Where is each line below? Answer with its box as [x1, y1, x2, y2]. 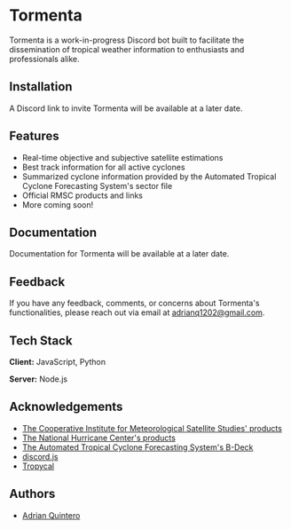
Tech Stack [9, 333, 73, 348]
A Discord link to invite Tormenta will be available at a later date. [9, 103, 243, 114]
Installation [9, 79, 73, 94]
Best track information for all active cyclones [21, 162, 185, 172]
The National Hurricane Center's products [21, 432, 176, 443]
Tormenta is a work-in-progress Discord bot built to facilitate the [9, 35, 245, 45]
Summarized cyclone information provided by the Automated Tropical [21, 170, 277, 182]
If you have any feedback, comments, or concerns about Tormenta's [9, 298, 260, 309]
